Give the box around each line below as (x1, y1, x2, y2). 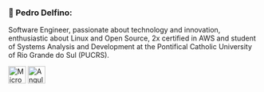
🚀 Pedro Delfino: (8, 7, 73, 18)
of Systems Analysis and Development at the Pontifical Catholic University (8, 42, 253, 52)
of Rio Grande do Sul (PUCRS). (8, 51, 110, 60)
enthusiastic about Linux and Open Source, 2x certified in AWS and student (8, 33, 257, 43)
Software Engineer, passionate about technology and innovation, (8, 25, 221, 35)
